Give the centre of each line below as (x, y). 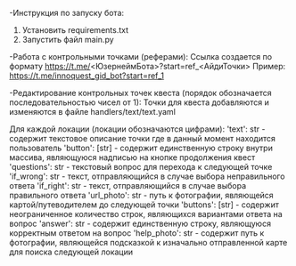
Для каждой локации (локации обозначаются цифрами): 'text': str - (137, 129)
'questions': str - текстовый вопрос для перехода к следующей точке (141, 167)
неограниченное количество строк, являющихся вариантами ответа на (146, 214)
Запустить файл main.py (68, 40)
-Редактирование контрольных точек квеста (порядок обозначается (140, 93)
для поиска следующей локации (71, 252)
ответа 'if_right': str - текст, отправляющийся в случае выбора (128, 185)
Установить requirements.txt (75, 30)
